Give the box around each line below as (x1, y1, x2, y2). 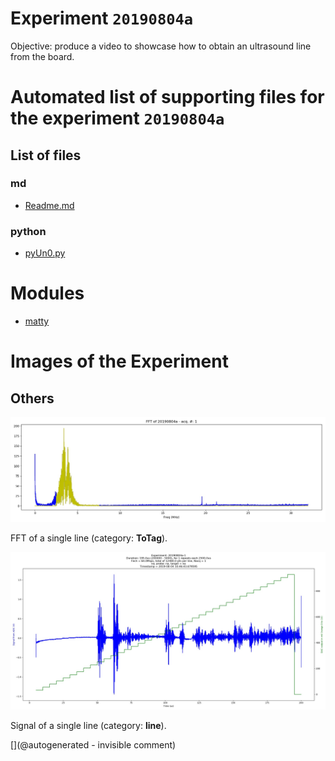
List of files (10, 147, 82, 164)
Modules (10, 282, 85, 305)
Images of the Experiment (10, 350, 229, 373)
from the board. (10, 50, 75, 62)
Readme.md (24, 199, 75, 211)
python (10, 224, 47, 238)
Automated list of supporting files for (10, 86, 325, 109)
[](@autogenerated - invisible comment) (10, 738, 177, 751)
